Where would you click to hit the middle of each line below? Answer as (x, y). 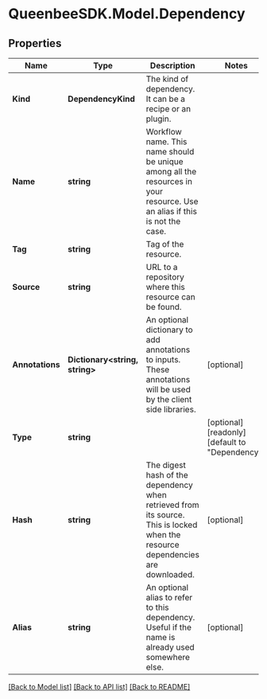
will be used (168, 389)
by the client (169, 399)
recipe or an (168, 109)
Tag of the (165, 244)
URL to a (162, 267)
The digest (166, 465)
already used (170, 647)
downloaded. (170, 574)
